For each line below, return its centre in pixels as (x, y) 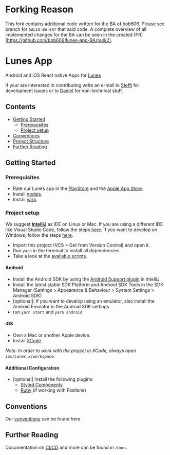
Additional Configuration (32, 368)
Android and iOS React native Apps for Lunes (53, 75)
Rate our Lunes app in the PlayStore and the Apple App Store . (78, 188)
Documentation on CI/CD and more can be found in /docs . (67, 447)
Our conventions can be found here (43, 419)
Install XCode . (27, 341)
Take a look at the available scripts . (50, 256)
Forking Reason (39, 10)
